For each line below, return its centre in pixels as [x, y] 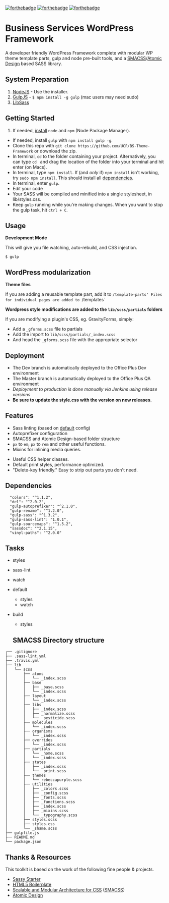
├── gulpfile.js [22, 833]
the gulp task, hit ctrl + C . [40, 210]
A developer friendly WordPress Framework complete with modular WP [79, 52]
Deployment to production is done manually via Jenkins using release [85, 389]
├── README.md [20, 837]
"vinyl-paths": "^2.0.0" [36, 533]
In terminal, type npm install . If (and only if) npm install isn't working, [86, 172]
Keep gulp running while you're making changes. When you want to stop [88, 204]
